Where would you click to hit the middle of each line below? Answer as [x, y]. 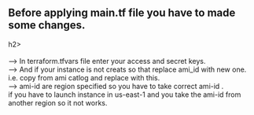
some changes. [47, 26]
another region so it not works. [58, 102]
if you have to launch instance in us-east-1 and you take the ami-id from [125, 95]
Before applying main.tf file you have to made [122, 13]
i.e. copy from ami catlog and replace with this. [84, 77]
